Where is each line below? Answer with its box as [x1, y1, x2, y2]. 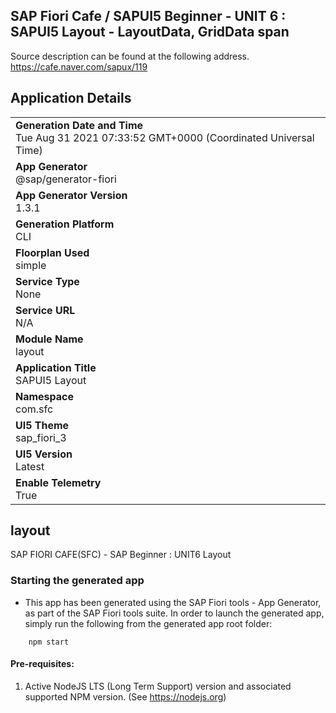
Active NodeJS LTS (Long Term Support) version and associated [24, 680, 292, 692]
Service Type [15, 274, 80, 288]
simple [15, 258, 47, 272]
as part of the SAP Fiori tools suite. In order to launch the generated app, [24, 607, 325, 619]
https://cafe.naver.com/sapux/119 [10, 60, 148, 73]
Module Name [15, 332, 84, 346]
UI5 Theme [15, 418, 70, 432]
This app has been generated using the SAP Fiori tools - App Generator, [24, 596, 322, 608]
